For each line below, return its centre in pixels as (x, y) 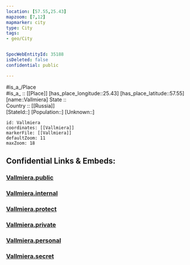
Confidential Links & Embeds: (61, 161)
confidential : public (32, 65)
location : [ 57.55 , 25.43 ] (36, 11)
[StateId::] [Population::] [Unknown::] (50, 112)
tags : (13, 33)
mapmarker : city (26, 22)
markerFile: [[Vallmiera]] (39, 133)
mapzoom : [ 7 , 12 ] (26, 17)
